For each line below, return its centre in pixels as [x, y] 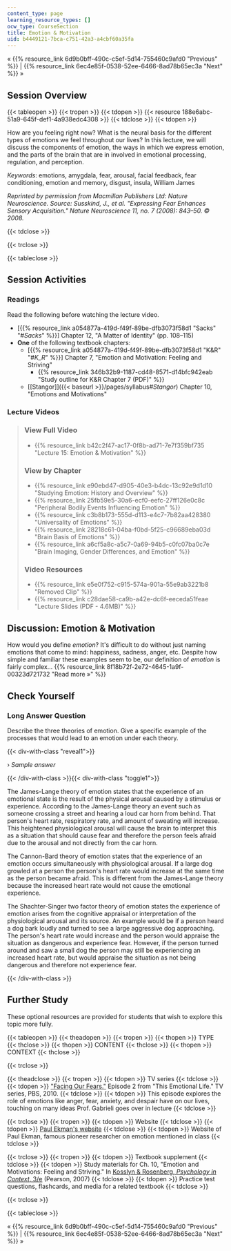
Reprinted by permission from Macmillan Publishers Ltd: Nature [98, 196]
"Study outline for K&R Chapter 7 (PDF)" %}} [101, 379]
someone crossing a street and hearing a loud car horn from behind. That [111, 813]
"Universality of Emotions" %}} [78, 523]
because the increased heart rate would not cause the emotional [99, 885]
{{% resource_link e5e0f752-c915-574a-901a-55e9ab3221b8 [121, 585]
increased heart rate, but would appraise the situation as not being [102, 958]
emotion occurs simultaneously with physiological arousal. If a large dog [110, 863]
